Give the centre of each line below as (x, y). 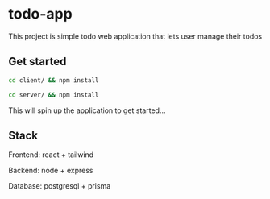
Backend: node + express (51, 171)
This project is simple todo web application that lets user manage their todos (135, 36)
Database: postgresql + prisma (60, 186)
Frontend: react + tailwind (51, 155)
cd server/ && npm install (54, 95)
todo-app (40, 14)
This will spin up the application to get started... (87, 110)
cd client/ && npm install (54, 80)
